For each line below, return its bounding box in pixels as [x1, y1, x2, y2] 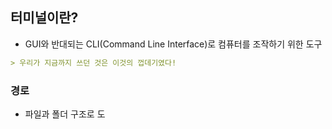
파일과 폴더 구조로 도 [24, 108, 106, 120]
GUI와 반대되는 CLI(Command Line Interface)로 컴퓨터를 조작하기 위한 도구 [24, 38, 323, 50]
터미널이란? [10, 9, 79, 27]
